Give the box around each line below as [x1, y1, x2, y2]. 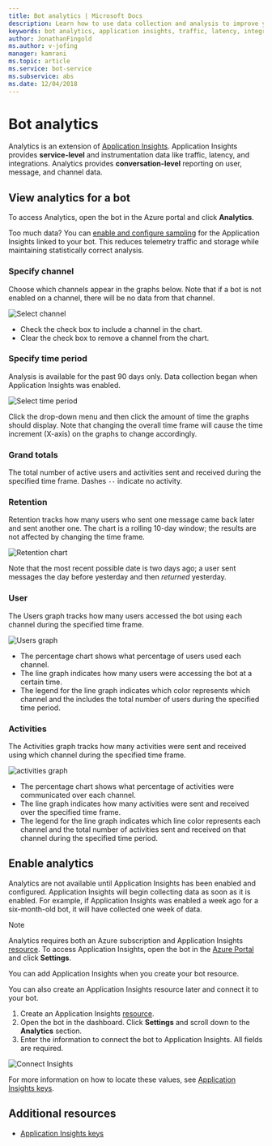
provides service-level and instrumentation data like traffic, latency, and [8, 150, 249, 160]
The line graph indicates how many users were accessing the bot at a [19, 668, 253, 678]
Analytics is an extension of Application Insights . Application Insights [8, 141, 238, 151]
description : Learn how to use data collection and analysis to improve [8, 19, 259, 28]
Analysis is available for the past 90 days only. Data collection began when [8, 371, 257, 381]
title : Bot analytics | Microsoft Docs [8, 11, 143, 20]
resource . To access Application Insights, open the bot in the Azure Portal [8, 944, 254, 954]
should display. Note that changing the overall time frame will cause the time [8, 420, 263, 430]
